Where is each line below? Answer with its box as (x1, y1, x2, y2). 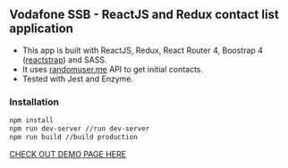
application (9, 21, 74, 37)
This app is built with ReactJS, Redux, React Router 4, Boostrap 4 (21, 45, 264, 55)
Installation (9, 96, 60, 108)
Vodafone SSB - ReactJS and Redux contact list (9, 7, 279, 22)
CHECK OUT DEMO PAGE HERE (9, 148, 127, 159)
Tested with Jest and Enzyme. (21, 73, 134, 84)
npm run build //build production (9, 132, 139, 141)
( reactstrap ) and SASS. (21, 54, 107, 65)
